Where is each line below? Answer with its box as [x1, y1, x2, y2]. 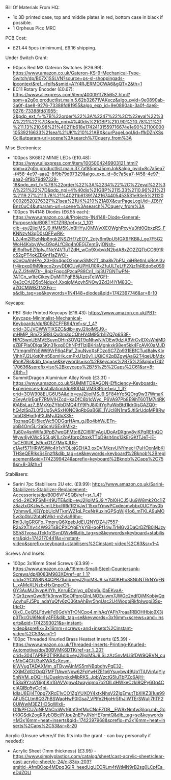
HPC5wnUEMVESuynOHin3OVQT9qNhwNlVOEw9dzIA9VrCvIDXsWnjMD [12, 337, 166, 343]
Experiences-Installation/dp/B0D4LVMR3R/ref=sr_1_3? [12, 386, 127, 391]
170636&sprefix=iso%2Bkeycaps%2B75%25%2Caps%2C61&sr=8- [12, 364, 155, 370]
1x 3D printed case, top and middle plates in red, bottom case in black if [12, 14, 163, 20]
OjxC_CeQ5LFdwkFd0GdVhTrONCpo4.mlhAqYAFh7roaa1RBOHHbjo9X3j [12, 609, 163, 615]
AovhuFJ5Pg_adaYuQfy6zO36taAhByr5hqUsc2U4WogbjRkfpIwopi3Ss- [12, 598, 163, 604]
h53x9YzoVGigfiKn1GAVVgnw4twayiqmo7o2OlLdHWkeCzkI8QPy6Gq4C [12, 680, 164, 685]
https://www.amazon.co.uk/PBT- [88, 310, 157, 315]
